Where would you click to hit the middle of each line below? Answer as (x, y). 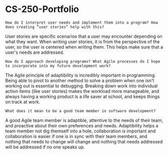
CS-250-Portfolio (42, 9)
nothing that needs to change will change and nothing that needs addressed (84, 141)
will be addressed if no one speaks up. (45, 147)
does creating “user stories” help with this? (55, 27)
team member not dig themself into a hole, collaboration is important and (80, 131)
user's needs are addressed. (35, 52)
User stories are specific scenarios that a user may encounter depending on (84, 36)
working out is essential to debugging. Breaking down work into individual (81, 86)
